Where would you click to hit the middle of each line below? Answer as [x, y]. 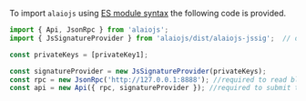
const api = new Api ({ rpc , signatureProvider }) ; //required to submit [150, 88]
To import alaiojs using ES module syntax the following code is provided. [148, 13]
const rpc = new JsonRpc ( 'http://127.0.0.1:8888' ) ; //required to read [148, 80]
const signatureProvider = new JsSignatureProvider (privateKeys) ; [138, 71]
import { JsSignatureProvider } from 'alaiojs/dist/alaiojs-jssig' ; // [150, 38]
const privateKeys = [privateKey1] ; [79, 55]
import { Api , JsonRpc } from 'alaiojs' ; [89, 30]
